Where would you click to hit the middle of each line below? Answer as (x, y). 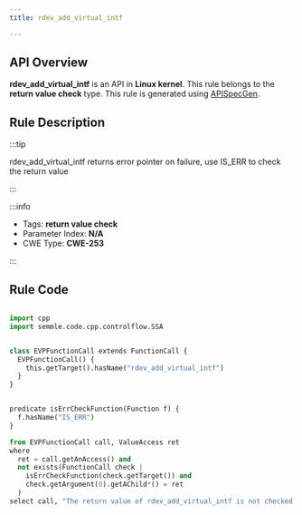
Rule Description (57, 122)
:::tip (18, 144)
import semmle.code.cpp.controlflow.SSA (87, 326)
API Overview (49, 63)
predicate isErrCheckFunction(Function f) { (94, 409)
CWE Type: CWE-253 (63, 243)
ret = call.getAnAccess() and (74, 459)
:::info (20, 207)
